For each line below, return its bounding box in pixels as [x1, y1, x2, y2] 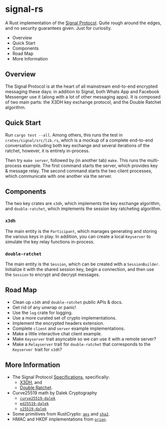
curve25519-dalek [19, 396, 56, 401]
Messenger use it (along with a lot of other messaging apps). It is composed [5, 94, 161, 100]
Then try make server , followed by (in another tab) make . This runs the [5, 157, 146, 163]
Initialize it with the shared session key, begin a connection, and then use [5, 266, 155, 272]
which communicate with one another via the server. [5, 173, 112, 179]
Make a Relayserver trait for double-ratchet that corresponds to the [12, 341, 151, 347]
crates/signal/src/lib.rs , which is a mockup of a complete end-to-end [5, 137, 154, 143]
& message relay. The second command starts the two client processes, [5, 167, 153, 174]
